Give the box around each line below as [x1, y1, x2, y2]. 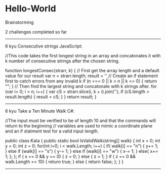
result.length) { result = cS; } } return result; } [5, 93, 97, 99]
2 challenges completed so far [5, 29, 67, 35]
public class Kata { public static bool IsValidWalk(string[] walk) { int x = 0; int [5, 137, 161, 143]
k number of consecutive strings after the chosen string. [5, 58, 120, 64]
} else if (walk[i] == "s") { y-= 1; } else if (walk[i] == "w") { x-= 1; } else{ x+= [5, 148, 159, 154]
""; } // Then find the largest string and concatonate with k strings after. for [5, 83, 157, 89]
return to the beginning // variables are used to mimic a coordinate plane [5, 123, 153, 129]
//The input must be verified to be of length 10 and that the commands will [5, 117, 156, 124]
